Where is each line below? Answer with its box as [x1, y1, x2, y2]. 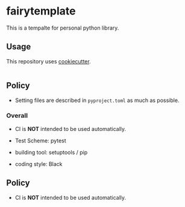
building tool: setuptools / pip [14, 148, 88, 156]
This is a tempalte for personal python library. [6, 24, 119, 31]
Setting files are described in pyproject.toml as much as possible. [14, 97, 180, 104]
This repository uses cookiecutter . [6, 57, 92, 65]
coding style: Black [14, 160, 63, 167]
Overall [6, 112, 28, 120]
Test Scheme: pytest [14, 137, 66, 144]
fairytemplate [6, 4, 76, 18]
